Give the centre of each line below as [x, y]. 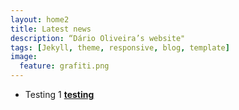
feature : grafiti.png [64, 66]
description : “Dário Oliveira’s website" [98, 38]
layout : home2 [40, 19]
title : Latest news [51, 29]
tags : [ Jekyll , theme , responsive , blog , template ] [120, 47]
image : [24, 57]
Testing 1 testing [59, 94]
